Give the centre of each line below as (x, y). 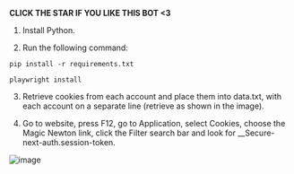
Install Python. (49, 30)
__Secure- (256, 133)
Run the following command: (75, 48)
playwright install (46, 80)
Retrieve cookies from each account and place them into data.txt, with (152, 96)
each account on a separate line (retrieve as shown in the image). (143, 106)
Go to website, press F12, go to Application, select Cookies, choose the (154, 123)
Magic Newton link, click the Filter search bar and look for (129, 133)
